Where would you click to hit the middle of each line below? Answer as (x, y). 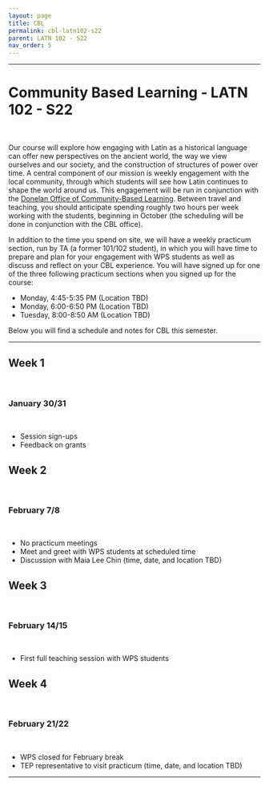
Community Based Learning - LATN (128, 93)
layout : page (30, 16)
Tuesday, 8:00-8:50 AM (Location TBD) (85, 315)
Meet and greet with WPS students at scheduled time (108, 552)
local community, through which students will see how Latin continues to (128, 182)
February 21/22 (39, 724)
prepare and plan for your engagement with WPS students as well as (121, 257)
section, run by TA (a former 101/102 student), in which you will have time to (133, 249)
